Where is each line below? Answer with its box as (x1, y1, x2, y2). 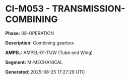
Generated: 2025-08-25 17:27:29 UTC (5, 68, 85, 75)
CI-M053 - (5, 3, 50, 14)
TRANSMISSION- (52, 3, 125, 14)
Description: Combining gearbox (5, 39, 74, 45)
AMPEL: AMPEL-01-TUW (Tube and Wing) (5, 49, 93, 55)
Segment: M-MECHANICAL (5, 59, 63, 65)
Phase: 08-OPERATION (5, 30, 54, 36)
